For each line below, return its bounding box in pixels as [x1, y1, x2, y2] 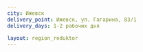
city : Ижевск [7, 9, 45, 17]
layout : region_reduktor [7, 34, 78, 41]
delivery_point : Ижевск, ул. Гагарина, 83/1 [7, 16, 137, 23]
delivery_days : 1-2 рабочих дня [7, 22, 100, 29]
